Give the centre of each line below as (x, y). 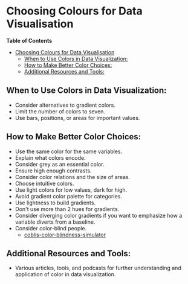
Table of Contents (29, 40)
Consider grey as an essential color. (60, 164)
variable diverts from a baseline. (55, 222)
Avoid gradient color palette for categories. (68, 196)
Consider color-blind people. (51, 228)
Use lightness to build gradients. (55, 203)
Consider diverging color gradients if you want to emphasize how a (99, 215)
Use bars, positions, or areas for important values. (77, 118)
